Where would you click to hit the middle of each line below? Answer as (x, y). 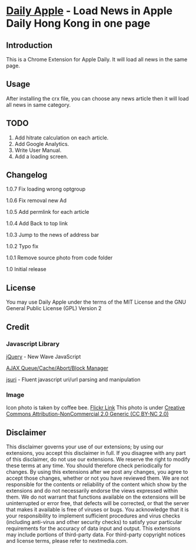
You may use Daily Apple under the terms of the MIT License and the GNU (96, 302)
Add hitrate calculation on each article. (62, 138)
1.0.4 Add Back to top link (37, 223)
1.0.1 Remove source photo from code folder (59, 258)
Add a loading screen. (41, 156)
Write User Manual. (38, 150)
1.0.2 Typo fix (22, 246)
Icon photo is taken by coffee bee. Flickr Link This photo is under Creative (96, 408)
